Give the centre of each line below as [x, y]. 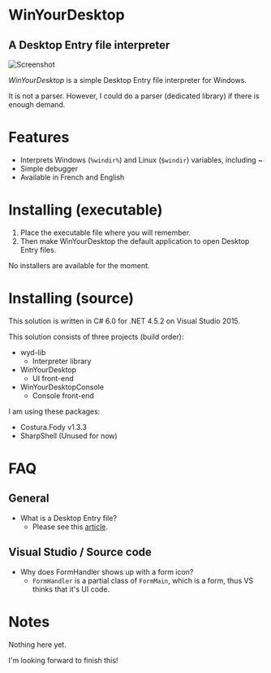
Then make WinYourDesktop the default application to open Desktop [135, 241]
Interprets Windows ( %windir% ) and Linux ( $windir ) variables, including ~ [142, 159]
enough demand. [37, 104]
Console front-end [63, 395]
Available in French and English [72, 177]
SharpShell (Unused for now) [69, 436]
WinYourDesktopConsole [62, 387]
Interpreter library [62, 361]
